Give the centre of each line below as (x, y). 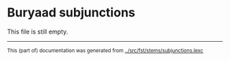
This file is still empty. (38, 32)
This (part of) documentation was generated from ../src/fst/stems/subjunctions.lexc (105, 50)
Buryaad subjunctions (71, 13)
